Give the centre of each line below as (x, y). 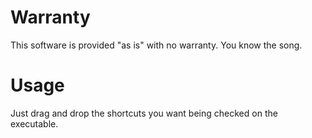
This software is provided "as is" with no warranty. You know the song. (156, 45)
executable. (34, 123)
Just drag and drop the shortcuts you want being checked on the (144, 113)
